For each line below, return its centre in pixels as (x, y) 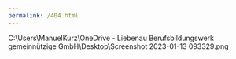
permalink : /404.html (44, 15)
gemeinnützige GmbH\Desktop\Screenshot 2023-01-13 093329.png (119, 46)
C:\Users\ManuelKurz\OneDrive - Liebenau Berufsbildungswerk (111, 38)
